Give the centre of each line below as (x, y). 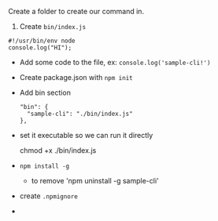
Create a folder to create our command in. (76, 11)
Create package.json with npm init (76, 77)
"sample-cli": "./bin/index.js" (80, 114)
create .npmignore (49, 196)
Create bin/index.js (53, 26)
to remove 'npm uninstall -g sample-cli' (95, 181)
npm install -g (44, 166)
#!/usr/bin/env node (42, 41)
